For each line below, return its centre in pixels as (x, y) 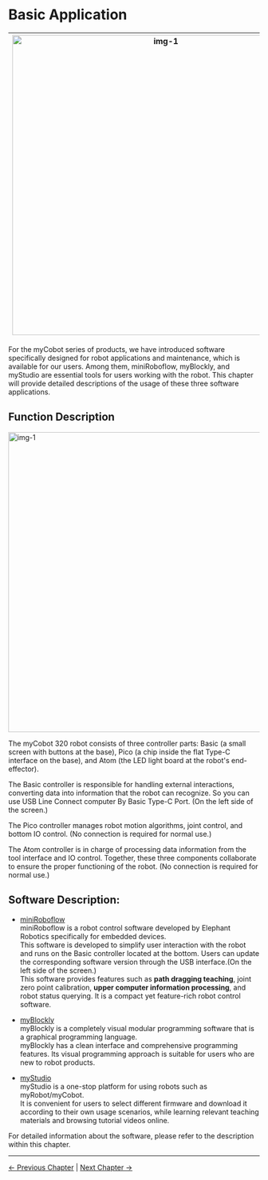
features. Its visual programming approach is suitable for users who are (137, 1054)
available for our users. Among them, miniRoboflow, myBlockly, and (119, 366)
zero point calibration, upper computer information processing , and (132, 987)
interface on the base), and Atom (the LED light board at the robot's (119, 760)
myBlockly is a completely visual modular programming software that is (137, 1028)
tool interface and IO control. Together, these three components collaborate (132, 858)
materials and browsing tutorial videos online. (95, 1120)
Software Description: (64, 900)
